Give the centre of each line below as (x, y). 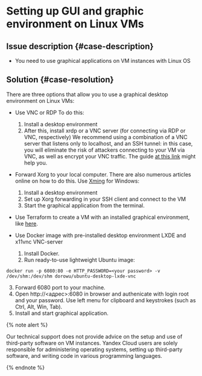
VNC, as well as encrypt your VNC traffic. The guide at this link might (110, 156)
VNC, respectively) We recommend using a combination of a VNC (106, 137)
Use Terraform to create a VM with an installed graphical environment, (102, 217)
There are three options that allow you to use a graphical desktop (87, 94)
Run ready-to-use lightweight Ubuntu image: (79, 260)
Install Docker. (42, 253)
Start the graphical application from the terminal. (84, 205)
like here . (26, 223)
